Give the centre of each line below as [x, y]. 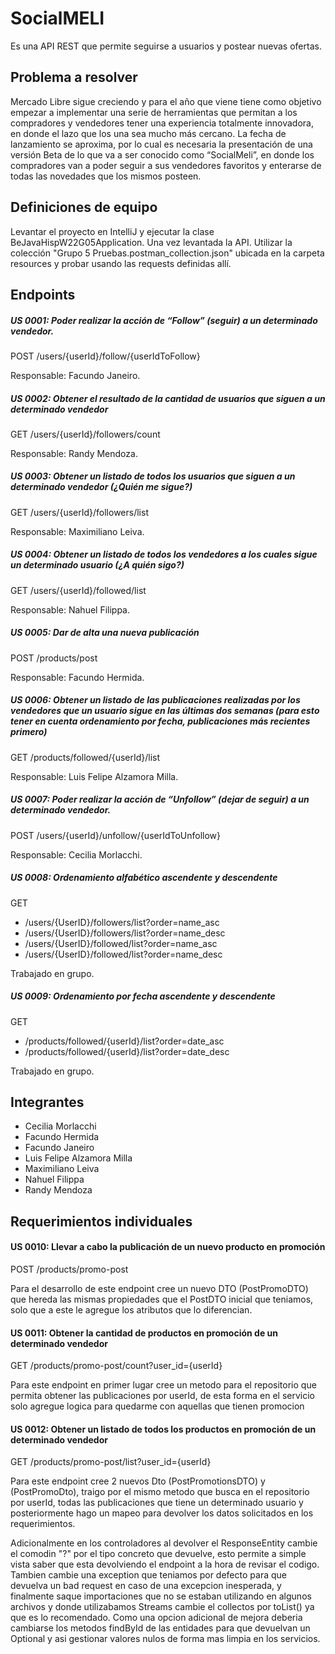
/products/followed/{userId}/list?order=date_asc [124, 1041]
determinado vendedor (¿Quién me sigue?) [101, 487]
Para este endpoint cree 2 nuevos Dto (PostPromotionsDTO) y [138, 1481]
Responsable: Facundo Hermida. [77, 677]
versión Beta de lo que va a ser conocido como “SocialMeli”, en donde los [162, 154]
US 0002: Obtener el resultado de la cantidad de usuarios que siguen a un [168, 398]
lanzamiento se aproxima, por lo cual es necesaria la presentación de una [161, 144]
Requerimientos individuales [101, 1221]
